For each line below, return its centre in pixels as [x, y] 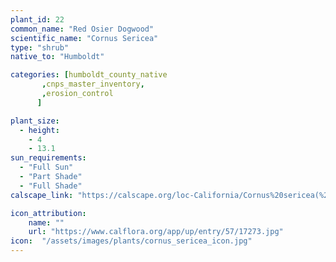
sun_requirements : [48, 158]
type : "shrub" [40, 47]
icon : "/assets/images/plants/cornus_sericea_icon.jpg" [131, 241]
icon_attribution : [48, 213]
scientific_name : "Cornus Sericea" [84, 38]
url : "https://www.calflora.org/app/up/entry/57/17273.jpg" [156, 232]
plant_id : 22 [37, 19]
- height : [39, 130]
